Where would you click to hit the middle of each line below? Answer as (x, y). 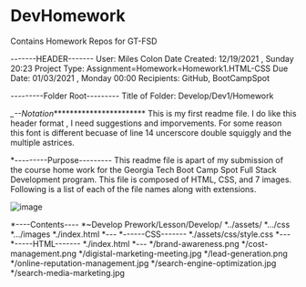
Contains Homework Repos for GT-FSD (84, 41)
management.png (43, 253)
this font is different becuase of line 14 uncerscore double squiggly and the (151, 132)
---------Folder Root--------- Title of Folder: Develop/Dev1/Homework (142, 96)
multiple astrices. (43, 142)
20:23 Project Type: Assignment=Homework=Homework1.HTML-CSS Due (149, 68)
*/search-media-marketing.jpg (68, 272)
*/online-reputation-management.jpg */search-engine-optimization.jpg (143, 263)
